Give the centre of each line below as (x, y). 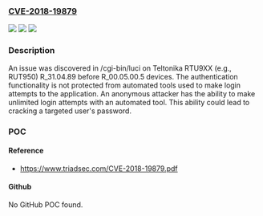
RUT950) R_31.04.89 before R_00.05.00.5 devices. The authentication (123, 76)
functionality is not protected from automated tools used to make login (125, 85)
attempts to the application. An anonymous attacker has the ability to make (132, 93)
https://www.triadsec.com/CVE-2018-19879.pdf (99, 168)
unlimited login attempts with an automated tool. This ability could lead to (129, 102)
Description (32, 51)
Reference (26, 151)
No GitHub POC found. (46, 204)
